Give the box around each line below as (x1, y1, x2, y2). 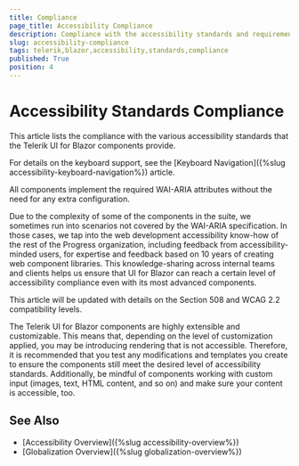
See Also (9, 413, 60, 429)
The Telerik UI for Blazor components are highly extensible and (9, 321, 240, 331)
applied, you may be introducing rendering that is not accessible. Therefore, (9, 339, 288, 350)
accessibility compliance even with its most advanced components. (9, 277, 257, 288)
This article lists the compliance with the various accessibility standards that (9, 130, 289, 141)
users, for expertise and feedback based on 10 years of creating (38, 249, 274, 259)
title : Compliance (9, 12, 77, 22)
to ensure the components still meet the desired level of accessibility (9, 358, 261, 370)
